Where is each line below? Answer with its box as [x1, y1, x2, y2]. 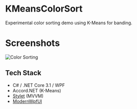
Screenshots [5, 37, 60, 49]
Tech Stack [5, 69, 41, 77]
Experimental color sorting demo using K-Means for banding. [5, 20, 132, 26]
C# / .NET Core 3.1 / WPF [12, 82, 65, 88]
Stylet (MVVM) [12, 93, 44, 99]
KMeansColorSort [5, 3, 83, 15]
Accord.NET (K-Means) [12, 87, 62, 93]
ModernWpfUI [12, 98, 42, 104]
